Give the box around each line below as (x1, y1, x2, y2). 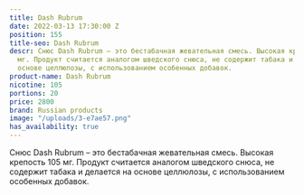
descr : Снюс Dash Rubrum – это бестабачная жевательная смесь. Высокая (9, 47, 285, 56)
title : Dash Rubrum (9, 13, 83, 23)
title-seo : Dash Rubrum (9, 38, 100, 48)
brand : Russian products (9, 106, 103, 115)
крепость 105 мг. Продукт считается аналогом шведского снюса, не (9, 157, 275, 167)
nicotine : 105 (9, 80, 63, 89)
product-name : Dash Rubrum (9, 72, 111, 81)
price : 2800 (9, 97, 54, 107)
